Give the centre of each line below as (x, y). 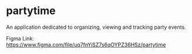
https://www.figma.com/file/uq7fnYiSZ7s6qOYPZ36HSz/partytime (86, 45)
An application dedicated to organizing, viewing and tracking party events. (96, 27)
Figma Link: (20, 38)
